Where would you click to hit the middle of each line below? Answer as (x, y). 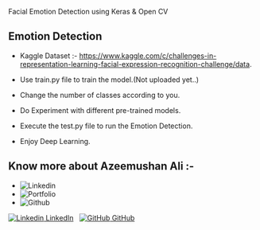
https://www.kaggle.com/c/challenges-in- (148, 56)
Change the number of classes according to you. (100, 95)
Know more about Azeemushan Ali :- (101, 166)
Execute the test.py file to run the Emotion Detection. (106, 126)
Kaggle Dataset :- (49, 56)
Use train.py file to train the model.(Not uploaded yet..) (109, 80)
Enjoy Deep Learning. (55, 141)
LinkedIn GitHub (90, 217)
